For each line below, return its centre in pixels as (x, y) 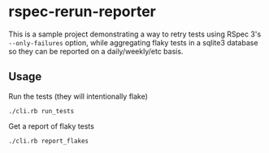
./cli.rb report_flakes (49, 141)
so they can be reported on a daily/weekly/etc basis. (96, 51)
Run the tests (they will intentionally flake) (78, 96)
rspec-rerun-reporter (82, 12)
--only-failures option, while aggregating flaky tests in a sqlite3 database (133, 42)
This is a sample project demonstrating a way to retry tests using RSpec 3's (135, 34)
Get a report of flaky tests (52, 126)
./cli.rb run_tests (41, 111)
